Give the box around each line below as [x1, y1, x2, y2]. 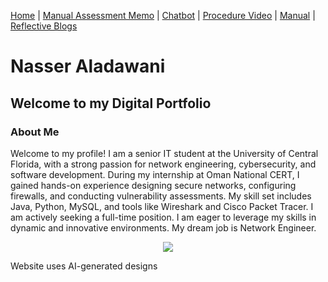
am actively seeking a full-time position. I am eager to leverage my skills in [10, 211, 317, 223]
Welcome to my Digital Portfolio [10, 95, 212, 112]
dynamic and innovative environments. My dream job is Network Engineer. [10, 221, 317, 234]
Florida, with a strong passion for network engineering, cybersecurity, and [10, 158, 317, 170]
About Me [10, 125, 60, 139]
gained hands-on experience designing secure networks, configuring [10, 179, 297, 191]
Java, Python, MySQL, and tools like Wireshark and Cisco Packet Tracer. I [10, 200, 314, 212]
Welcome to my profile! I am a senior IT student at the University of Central [10, 147, 319, 159]
